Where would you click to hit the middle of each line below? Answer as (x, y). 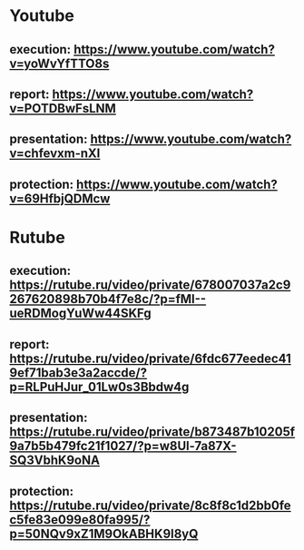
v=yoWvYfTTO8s (59, 63)
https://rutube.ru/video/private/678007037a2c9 (150, 285)
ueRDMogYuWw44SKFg (80, 314)
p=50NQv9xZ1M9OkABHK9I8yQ (104, 533)
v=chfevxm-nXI (55, 154)
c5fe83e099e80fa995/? (80, 520)
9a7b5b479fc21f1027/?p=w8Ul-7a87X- (123, 446)
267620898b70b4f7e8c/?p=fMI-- (108, 299)
